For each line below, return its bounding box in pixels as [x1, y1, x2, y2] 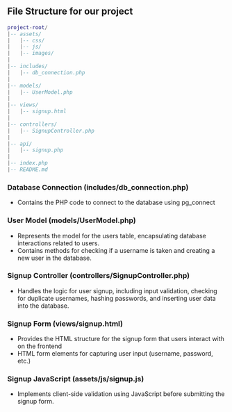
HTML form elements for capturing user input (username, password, [17, 349, 213, 358]
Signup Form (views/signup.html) [7, 319, 124, 329]
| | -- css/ [7, 37, 45, 44]
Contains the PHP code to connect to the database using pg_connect [17, 198, 215, 207]
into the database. [17, 302, 69, 310]
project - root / [7, 24, 49, 31]
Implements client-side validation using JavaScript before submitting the [17, 390, 225, 398]
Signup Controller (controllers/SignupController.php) [7, 271, 190, 281]
